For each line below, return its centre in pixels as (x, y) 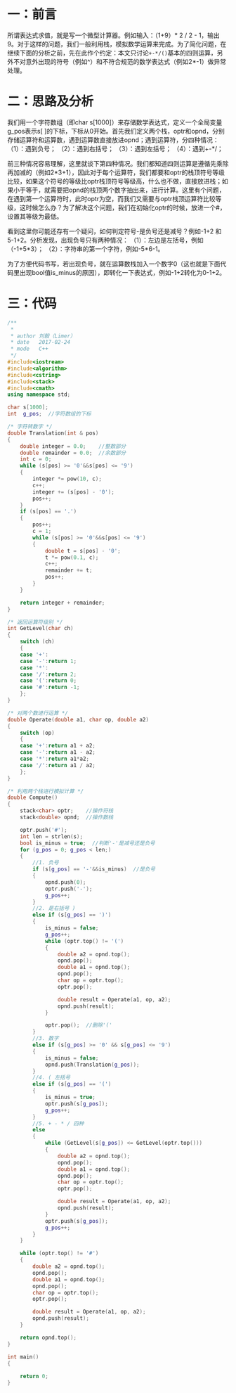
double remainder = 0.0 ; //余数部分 (73, 453)
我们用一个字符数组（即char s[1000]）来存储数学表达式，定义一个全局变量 (115, 122)
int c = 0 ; (36, 459)
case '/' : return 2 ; (48, 674)
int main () (23, 1357)
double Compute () (33, 798)
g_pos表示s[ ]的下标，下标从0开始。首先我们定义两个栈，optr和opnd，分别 (116, 131)
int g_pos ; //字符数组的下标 (49, 414)
